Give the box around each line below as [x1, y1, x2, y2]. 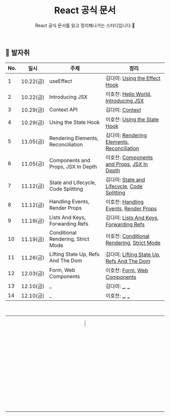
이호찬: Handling [105, 198, 144, 205]
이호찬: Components [105, 154, 153, 161]
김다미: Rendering [105, 131, 147, 138]
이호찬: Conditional [105, 232, 150, 239]
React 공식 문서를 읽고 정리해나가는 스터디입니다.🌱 [35, 22, 135, 28]
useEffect [49, 77, 72, 84]
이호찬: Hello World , [105, 90, 152, 97]
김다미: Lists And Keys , [105, 214, 159, 221]
